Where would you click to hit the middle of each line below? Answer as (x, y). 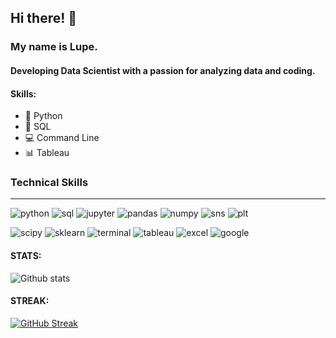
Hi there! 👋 (44, 18)
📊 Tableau (47, 153)
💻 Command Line (62, 138)
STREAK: (30, 301)
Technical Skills (49, 183)
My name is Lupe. (54, 47)
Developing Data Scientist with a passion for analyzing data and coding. (163, 70)
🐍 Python (43, 116)
